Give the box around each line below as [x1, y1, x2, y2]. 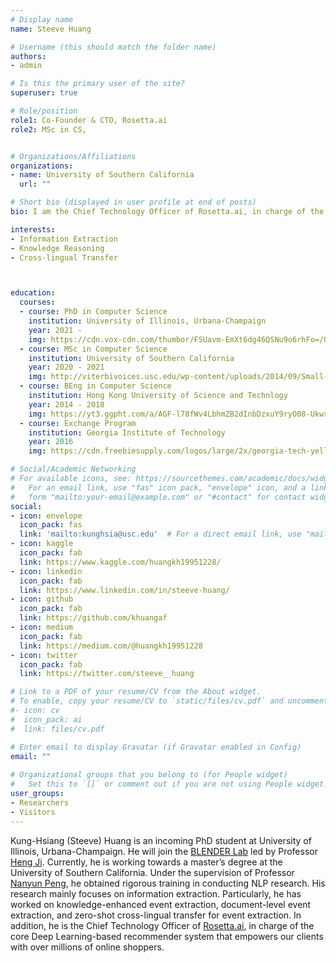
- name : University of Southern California [10, 170, 195, 180]
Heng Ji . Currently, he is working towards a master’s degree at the [10, 856, 283, 868]
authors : [10, 51, 47, 61]
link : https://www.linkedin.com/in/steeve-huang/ [19, 585, 230, 595]
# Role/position [10, 106, 78, 116]
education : [10, 288, 56, 298]
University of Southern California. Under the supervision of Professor [10, 866, 295, 878]
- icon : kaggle [10, 539, 74, 549]
